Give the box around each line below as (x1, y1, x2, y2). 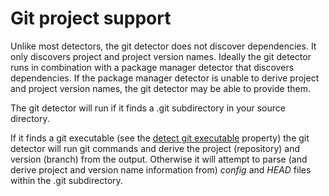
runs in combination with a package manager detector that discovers (10, 61, 295, 73)
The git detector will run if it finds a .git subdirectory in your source (10, 102, 286, 114)
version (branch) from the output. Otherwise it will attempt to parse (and (10, 153, 308, 165)
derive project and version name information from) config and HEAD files (10, 163, 312, 176)
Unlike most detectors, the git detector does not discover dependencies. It (10, 40, 317, 52)
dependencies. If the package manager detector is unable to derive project (10, 72, 320, 84)
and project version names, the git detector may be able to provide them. (10, 82, 311, 94)
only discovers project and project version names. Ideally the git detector (10, 50, 312, 62)
